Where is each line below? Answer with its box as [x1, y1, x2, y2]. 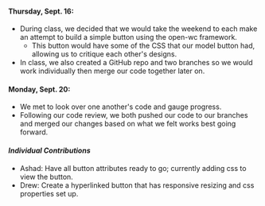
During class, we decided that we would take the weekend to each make [19, 24, 258, 33]
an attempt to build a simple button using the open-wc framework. [19, 33, 237, 42]
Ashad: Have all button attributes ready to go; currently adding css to [19, 163, 247, 173]
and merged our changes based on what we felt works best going [19, 119, 236, 129]
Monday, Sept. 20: [8, 84, 71, 94]
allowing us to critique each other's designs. [31, 49, 177, 59]
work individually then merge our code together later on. [19, 66, 205, 76]
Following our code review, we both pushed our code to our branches [19, 111, 248, 120]
